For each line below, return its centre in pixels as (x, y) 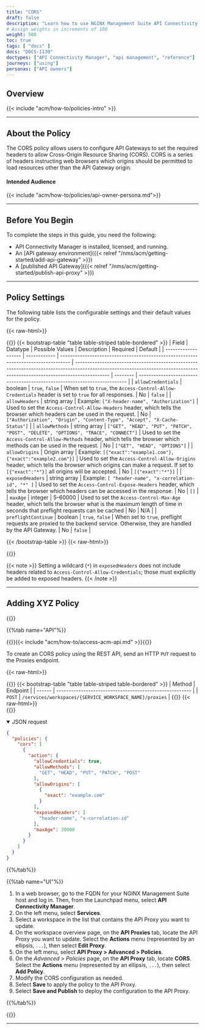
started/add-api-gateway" (48, 260)
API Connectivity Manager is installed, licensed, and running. (92, 247)
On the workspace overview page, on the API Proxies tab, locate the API (106, 932)
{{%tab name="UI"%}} (35, 881)
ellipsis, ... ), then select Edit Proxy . (61, 945)
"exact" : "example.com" (75, 796)
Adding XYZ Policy (43, 603)
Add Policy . (30, 971)
